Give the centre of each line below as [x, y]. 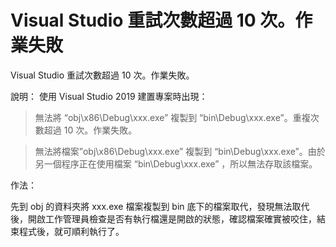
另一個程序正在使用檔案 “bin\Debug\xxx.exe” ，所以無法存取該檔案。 [176, 163]
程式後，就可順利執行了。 [71, 231]
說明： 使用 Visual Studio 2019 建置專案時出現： [109, 96]
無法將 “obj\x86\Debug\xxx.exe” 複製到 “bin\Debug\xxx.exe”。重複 [172, 117]
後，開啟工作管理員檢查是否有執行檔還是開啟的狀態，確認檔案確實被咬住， [163, 218]
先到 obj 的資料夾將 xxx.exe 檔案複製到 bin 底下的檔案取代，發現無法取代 [160, 206]
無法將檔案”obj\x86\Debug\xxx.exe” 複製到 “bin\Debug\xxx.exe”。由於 [180, 151]
